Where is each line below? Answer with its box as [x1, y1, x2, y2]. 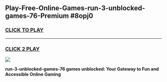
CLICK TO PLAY [5, 27, 44, 34]
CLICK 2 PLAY [5, 45, 40, 52]
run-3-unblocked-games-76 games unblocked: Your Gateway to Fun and [5, 66, 159, 72]
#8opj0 [70, 12, 93, 20]
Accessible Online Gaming [5, 71, 61, 77]
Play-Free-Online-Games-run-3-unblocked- [5, 4, 146, 12]
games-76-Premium [5, 12, 69, 20]
